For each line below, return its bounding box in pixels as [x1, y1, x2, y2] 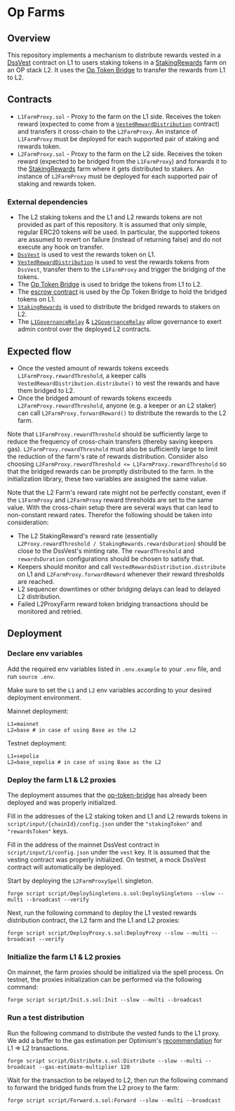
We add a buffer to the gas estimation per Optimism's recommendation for [7, 1036, 222, 1044]
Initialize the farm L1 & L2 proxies [7, 951, 121, 961]
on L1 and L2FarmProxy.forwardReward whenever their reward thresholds [17, 570, 224, 578]
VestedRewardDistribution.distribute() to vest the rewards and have [17, 379, 220, 387]
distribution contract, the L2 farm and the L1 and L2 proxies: [7, 916, 180, 924]
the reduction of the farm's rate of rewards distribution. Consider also [7, 452, 208, 460]
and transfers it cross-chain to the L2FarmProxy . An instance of [17, 127, 198, 136]
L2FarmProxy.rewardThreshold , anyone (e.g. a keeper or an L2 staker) [17, 401, 217, 410]
